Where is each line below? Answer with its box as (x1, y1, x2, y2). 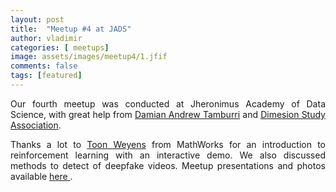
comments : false (10, 61, 78, 71)
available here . (10, 170, 73, 182)
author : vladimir (10, 33, 83, 43)
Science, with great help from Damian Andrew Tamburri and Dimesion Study (10, 108, 326, 120)
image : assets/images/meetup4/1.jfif (10, 52, 168, 62)
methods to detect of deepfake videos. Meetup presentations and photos (10, 159, 326, 171)
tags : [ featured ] (10, 71, 83, 81)
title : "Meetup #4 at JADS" (10, 24, 132, 34)
